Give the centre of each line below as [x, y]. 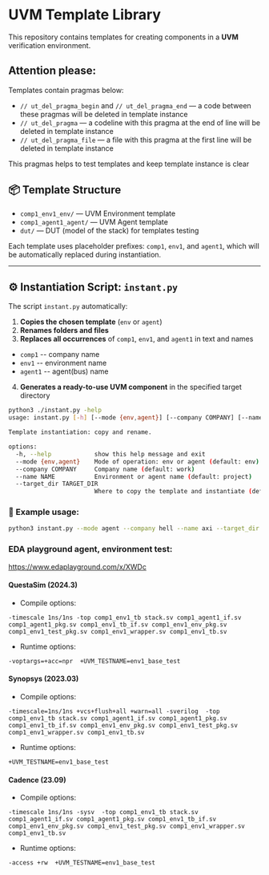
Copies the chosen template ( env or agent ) [91, 322]
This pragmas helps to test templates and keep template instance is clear [129, 164]
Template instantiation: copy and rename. [80, 432]
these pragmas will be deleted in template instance [104, 114]
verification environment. [50, 45]
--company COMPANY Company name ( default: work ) [105, 469]
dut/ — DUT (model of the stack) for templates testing [109, 230]
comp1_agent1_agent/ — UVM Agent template [94, 221]
